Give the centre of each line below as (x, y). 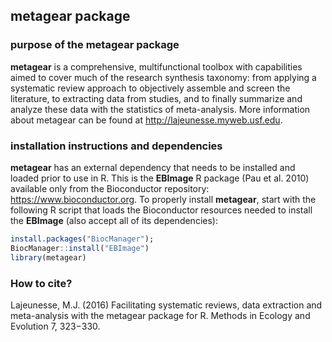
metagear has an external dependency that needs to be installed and (153, 167)
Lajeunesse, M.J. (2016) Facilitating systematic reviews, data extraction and (166, 305)
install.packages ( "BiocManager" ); (82, 239)
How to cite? (41, 283)
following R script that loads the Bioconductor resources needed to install (161, 210)
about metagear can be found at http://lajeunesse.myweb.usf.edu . (146, 120)
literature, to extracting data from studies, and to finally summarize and (156, 98)
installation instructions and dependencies (116, 146)
